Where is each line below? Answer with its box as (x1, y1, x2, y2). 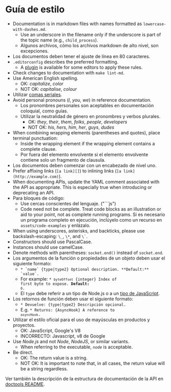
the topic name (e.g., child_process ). (20, 37, 98, 43)
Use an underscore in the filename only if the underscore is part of (20, 31, 161, 37)
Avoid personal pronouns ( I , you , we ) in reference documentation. (12, 96, 152, 103)
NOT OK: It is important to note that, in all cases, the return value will (20, 360, 165, 366)
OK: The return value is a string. (20, 355, 88, 361)
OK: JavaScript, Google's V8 (20, 327, 81, 334)
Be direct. (12, 349, 33, 355)
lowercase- (143, 22, 166, 27)
